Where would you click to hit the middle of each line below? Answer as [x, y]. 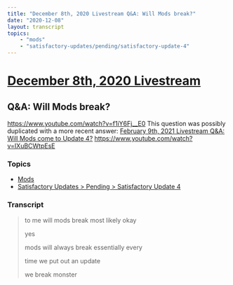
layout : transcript [36, 27]
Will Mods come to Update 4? [50, 138]
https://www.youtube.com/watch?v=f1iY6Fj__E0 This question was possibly [116, 124]
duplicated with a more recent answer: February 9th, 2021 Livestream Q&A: [116, 131]
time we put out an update [62, 260]
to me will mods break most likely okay [80, 220]
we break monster [51, 274]
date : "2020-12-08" [36, 20]
